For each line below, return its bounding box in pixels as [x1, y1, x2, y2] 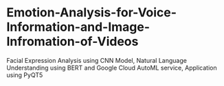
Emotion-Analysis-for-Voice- [6, 5, 177, 20]
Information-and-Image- [6, 19, 150, 35]
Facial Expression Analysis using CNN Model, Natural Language [6, 56, 187, 64]
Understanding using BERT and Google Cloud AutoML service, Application [6, 63, 217, 72]
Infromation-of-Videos [6, 34, 139, 49]
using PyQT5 [6, 70, 43, 79]
